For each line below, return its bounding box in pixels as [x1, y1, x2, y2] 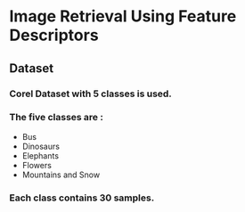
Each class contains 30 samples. [9, 192, 155, 204]
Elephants [21, 150, 60, 161]
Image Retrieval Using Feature [9, 6, 237, 27]
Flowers [21, 159, 52, 170]
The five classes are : [9, 111, 104, 124]
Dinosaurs [21, 141, 61, 151]
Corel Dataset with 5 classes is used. [9, 87, 172, 100]
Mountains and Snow [21, 169, 101, 180]
